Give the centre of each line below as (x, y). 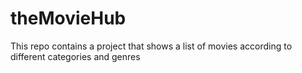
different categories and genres (75, 56)
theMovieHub (68, 18)
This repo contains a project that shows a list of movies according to (151, 46)
